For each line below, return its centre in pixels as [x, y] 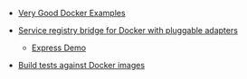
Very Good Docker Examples [71, 13]
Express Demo [59, 48]
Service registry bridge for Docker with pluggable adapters [128, 30]
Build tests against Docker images [81, 65]
